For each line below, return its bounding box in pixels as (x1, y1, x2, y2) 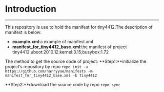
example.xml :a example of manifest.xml (12, 38, 94, 44)
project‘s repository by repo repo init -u (5, 63, 88, 69)
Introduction (5, 3, 57, 15)
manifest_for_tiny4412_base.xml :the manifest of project (12, 44, 127, 50)
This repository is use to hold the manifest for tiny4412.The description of (5, 24, 153, 30)
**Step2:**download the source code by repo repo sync (5, 81, 121, 87)
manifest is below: (5, 29, 42, 35)
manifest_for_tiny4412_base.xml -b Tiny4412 (5, 73, 97, 78)
